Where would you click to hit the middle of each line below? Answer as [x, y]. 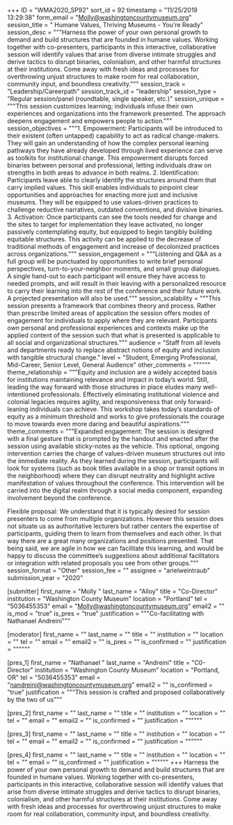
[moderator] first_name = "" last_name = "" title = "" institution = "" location [115, 634]
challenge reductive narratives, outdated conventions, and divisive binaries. [115, 209]
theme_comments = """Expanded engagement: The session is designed [111, 431]
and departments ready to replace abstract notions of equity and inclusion [114, 350]
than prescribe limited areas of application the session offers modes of [109, 313]
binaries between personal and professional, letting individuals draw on [110, 165]
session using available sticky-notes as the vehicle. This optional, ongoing [113, 446]
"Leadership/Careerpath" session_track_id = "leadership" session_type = [112, 91]
